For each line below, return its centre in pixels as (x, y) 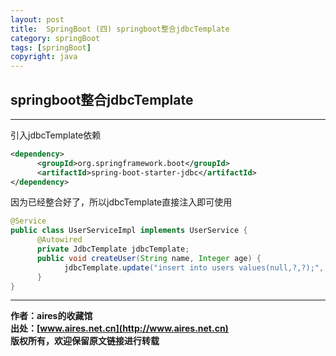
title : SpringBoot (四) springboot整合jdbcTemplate (120, 29)
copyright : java (44, 57)
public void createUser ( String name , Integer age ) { (149, 258)
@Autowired (59, 240)
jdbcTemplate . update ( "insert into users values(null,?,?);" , (194, 267)
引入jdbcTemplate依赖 (56, 135)
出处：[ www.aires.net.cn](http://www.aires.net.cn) (119, 328)
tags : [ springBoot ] (51, 47)
